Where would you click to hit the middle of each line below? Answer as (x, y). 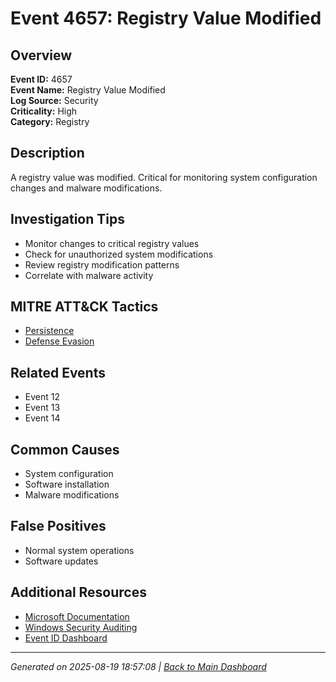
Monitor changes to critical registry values (112, 243)
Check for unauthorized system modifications (119, 254)
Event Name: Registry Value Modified (88, 90)
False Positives (58, 526)
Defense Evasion (59, 341)
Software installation (67, 484)
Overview (41, 55)
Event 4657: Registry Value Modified (166, 18)
